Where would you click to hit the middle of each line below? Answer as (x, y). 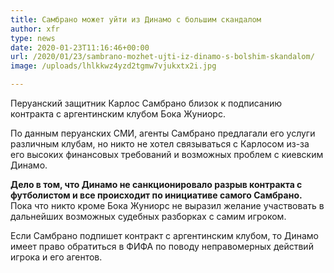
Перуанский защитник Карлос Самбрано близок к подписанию (146, 103)
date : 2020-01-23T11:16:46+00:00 (80, 47)
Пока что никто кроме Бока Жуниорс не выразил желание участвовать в (167, 205)
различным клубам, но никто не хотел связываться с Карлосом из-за (160, 144)
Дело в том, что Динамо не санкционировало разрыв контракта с (156, 184)
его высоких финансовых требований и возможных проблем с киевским (167, 154)
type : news (33, 38)
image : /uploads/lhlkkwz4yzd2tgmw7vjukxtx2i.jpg (113, 66)
